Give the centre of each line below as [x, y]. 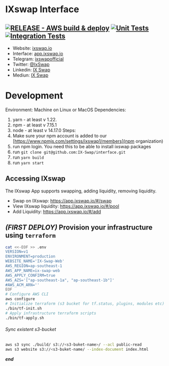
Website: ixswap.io [32, 48]
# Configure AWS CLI [27, 294]
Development [34, 96]
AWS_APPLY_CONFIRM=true [30, 275]
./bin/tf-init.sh [24, 308]
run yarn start [28, 162]
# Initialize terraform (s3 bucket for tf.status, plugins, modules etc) [85, 304]
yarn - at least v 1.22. [35, 119]
